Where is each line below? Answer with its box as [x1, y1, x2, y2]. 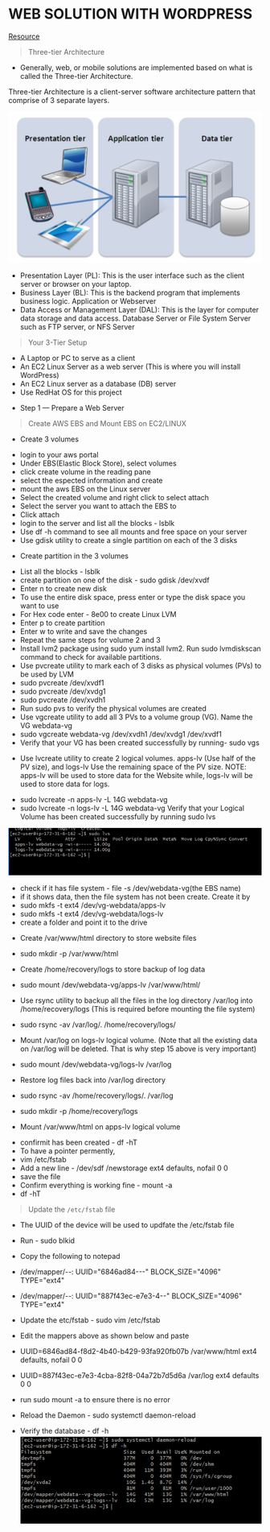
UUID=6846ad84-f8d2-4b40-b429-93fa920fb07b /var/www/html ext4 [19, 1347, 257, 1356]
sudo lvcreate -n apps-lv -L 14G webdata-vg [19, 795, 168, 805]
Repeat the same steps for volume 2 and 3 [19, 636, 161, 645]
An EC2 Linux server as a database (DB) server [19, 379, 177, 389]
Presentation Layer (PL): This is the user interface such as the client [19, 271, 245, 280]
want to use [19, 601, 59, 611]
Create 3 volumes [19, 434, 79, 444]
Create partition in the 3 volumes [19, 551, 129, 561]
